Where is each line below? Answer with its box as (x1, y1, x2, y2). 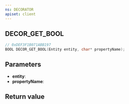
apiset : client (5, 12, 36, 17)
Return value (5, 93, 45, 101)
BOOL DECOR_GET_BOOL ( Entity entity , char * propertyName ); (5, 47, 125, 52)
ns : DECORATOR (5, 7, 34, 12)
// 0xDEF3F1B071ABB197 (5, 42, 51, 48)
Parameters (5, 60, 41, 69)
